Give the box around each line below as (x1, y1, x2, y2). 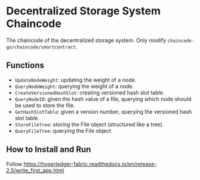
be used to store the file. (14, 102, 76, 109)
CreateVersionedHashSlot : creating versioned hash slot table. (14, 89, 165, 96)
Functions (6, 60, 45, 71)
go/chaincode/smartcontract (6, 44, 76, 50)
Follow (6, 160, 23, 167)
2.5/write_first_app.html (6, 166, 64, 174)
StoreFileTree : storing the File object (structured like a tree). (14, 121, 164, 128)
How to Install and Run (6, 145, 91, 155)
